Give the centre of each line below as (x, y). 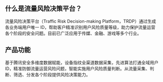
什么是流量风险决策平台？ (43, 9)
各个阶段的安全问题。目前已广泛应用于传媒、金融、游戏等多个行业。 (73, 33)
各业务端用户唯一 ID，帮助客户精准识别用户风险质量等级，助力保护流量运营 (80, 27)
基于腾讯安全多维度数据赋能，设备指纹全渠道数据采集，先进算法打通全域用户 (82, 62)
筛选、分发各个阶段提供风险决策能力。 (52, 74)
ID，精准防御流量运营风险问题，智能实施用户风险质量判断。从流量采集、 (77, 68)
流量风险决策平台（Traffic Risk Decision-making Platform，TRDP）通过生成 (81, 21)
